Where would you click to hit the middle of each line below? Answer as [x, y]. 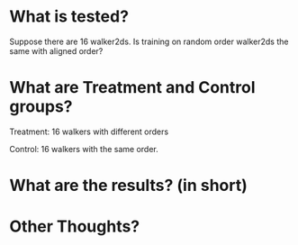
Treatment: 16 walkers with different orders [89, 132]
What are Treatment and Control [132, 88]
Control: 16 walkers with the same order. [84, 149]
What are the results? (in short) [128, 186]
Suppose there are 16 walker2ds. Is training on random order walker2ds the [149, 41]
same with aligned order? [56, 50]
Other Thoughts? [75, 227]
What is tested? [69, 17]
